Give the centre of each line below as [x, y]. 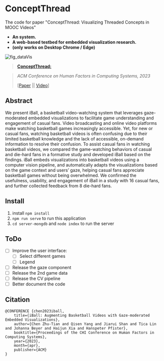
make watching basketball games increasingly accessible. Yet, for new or [79, 128]
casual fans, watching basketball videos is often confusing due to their [76, 134]
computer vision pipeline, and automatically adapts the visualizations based [81, 165]
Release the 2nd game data [40, 273]
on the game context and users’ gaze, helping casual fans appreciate [75, 170]
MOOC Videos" [21, 27]
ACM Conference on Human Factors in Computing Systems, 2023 [84, 76]
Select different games [42, 256]
